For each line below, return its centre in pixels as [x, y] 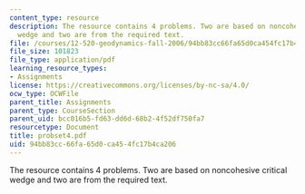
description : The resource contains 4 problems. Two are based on [138, 26]
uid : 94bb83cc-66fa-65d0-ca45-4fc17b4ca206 [93, 144]
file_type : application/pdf [63, 60]
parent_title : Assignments [60, 102]
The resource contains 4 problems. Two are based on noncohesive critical [148, 170]
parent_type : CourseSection [63, 111]
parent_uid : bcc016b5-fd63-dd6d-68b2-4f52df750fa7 [107, 119]
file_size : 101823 [44, 52]
